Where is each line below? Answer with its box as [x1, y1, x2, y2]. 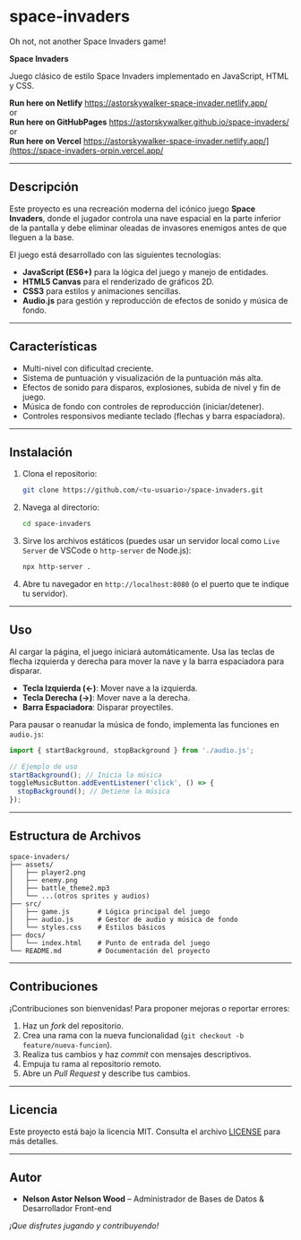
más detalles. [9, 1135, 59, 1146]
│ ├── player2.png [9, 867, 87, 877]
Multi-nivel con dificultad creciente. [21, 363, 154, 374]
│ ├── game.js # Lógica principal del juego [9, 907, 211, 916]
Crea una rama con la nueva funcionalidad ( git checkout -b [21, 1029, 245, 1040]
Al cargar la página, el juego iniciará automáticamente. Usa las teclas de [9, 646, 275, 657]
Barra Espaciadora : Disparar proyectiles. [21, 702, 174, 712]
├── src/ [9, 899, 42, 908]
